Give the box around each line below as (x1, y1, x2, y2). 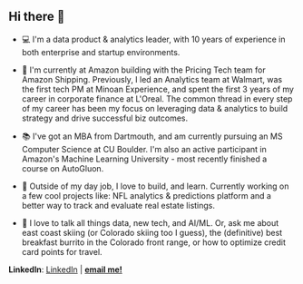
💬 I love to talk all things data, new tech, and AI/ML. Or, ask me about (21, 217, 279, 228)
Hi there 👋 (8, 9, 65, 24)
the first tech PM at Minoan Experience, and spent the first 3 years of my (21, 83, 294, 94)
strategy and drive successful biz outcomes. (21, 113, 188, 123)
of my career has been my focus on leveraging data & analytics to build (21, 103, 288, 113)
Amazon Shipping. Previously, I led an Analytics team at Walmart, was (21, 73, 283, 84)
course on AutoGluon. (21, 162, 104, 173)
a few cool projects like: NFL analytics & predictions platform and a (21, 190, 271, 201)
